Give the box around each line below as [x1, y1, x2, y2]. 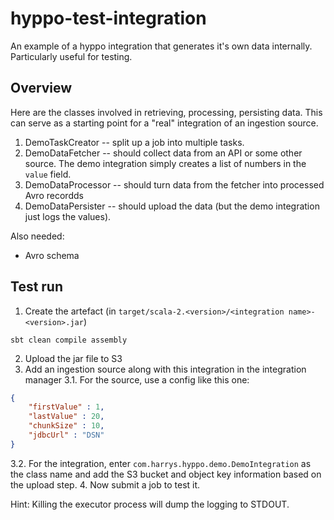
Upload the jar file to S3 [24, 352, 123, 364]
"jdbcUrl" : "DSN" [28, 430, 105, 441]
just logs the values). [24, 210, 112, 222]
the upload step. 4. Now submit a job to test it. [10, 478, 201, 491]
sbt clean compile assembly [10, 335, 128, 345]
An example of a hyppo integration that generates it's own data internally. [10, 40, 313, 52]
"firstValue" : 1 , [28, 402, 105, 412]
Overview [10, 80, 73, 97]
